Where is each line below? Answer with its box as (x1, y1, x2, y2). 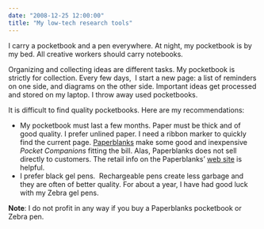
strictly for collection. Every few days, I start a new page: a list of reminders (8, 73, 257, 82)
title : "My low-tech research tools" (8, 19, 133, 27)
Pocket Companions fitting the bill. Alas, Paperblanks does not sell (19, 146, 237, 155)
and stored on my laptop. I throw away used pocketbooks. (8, 90, 198, 99)
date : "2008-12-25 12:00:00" (8, 11, 105, 20)
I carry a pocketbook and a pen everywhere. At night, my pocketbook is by (8, 40, 252, 50)
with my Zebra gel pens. (19, 188, 99, 197)
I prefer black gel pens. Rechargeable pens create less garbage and (19, 171, 244, 181)
